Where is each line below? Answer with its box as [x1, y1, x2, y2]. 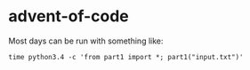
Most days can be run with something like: [8, 35, 164, 46]
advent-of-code [8, 6, 130, 27]
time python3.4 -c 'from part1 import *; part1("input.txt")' [8, 52, 244, 61]
